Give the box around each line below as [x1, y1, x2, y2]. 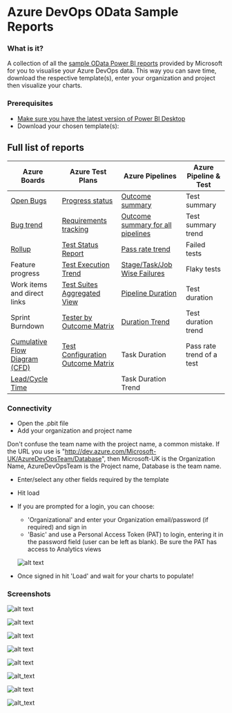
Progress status [61, 195, 113, 205]
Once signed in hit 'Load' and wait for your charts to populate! [17, 572, 194, 580]
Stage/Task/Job [121, 260, 173, 269]
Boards [20, 175, 45, 185]
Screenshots [7, 589, 51, 599]
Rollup [10, 244, 31, 253]
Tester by [61, 312, 93, 322]
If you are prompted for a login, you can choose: [17, 502, 155, 510]
